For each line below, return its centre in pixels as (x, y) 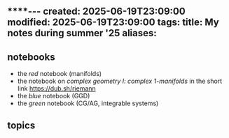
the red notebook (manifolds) (60, 74)
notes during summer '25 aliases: (82, 33)
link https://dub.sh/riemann (56, 89)
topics (21, 125)
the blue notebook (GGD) (54, 96)
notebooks (31, 57)
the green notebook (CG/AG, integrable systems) (88, 103)
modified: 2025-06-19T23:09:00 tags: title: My (113, 23)
